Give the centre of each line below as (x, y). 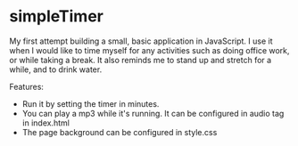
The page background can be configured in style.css (120, 132)
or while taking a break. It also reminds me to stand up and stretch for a (141, 60)
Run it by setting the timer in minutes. (91, 103)
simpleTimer (57, 16)
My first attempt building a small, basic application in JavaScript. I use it (141, 41)
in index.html (46, 123)
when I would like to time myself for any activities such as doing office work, (149, 50)
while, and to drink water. (56, 69)
